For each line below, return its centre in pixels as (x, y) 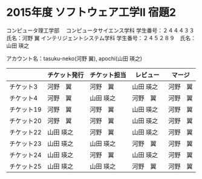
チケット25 (25, 166)
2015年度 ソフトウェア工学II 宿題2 (91, 12)
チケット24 (25, 155)
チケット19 (25, 109)
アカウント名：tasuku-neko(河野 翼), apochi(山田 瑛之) (74, 58)
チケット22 (25, 132)
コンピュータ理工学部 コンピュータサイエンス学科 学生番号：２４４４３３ (100, 30)
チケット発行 (66, 75)
